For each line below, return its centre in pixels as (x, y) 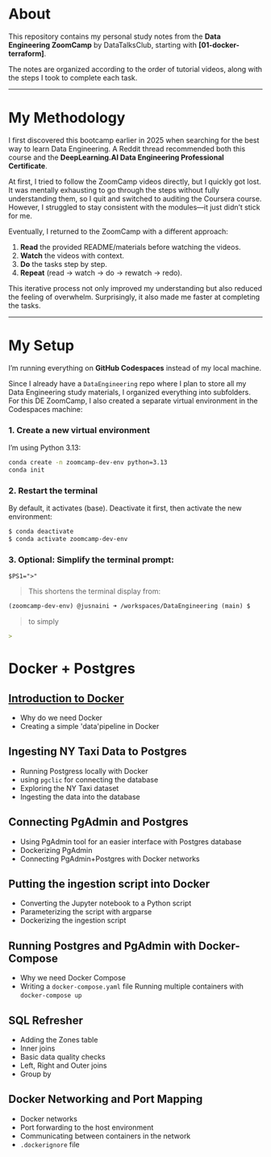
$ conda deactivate (41, 532)
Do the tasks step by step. (63, 264)
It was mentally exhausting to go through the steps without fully (114, 189)
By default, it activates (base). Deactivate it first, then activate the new (125, 508)
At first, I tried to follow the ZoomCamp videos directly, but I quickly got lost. (135, 181)
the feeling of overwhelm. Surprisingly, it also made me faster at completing (134, 297)
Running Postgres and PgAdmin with (102, 945)
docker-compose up (51, 996)
